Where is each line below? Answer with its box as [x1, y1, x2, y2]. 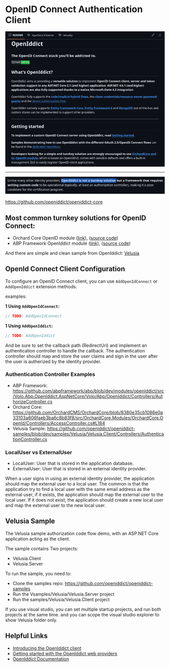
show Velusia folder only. [5, 617, 58, 623]
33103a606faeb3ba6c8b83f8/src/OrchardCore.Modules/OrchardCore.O [12, 415, 163, 421]
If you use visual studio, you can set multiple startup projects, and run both [5, 606, 161, 612]
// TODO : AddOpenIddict [5, 333, 56, 338]
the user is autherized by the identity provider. [5, 358, 102, 365]
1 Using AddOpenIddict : [5, 323, 53, 329]
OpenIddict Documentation [12, 656, 69, 662]
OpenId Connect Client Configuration [5, 264, 125, 274]
